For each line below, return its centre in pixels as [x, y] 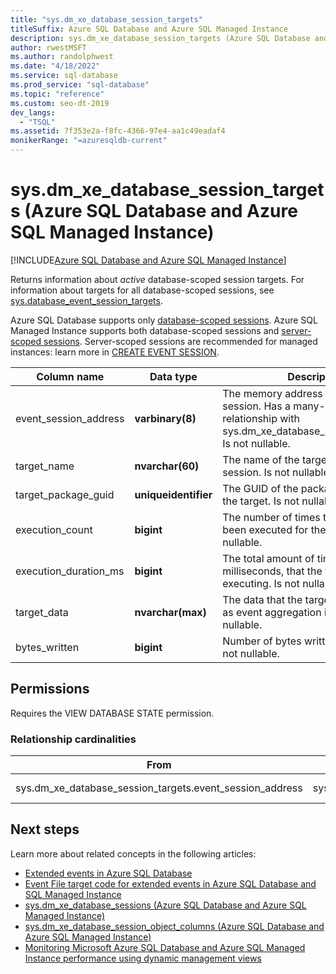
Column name [70, 376]
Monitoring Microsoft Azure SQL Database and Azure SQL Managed [165, 947]
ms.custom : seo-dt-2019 [60, 103]
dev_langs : [33, 112]
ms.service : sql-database [64, 76]
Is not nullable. [256, 443]
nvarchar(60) [167, 466]
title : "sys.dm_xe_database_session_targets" [106, 19]
